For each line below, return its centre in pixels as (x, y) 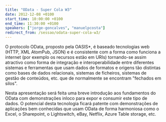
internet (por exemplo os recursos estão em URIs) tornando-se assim (76, 57)
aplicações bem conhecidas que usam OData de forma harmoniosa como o (82, 109)
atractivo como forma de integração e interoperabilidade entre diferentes (80, 62)
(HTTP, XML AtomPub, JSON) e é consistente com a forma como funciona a (83, 52)
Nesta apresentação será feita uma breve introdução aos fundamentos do (81, 93)
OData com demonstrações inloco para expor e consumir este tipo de (76, 98)
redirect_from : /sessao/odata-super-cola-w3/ (53, 33)
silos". (11, 83)
